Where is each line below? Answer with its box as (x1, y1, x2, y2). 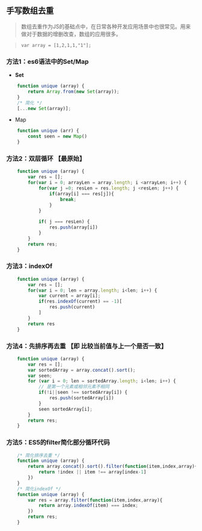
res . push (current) (49, 304, 96, 310)
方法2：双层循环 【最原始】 (6, 155, 86, 163)
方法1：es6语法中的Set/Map (6, 57, 89, 66)
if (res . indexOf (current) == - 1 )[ (38, 298, 122, 305)
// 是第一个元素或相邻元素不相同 (38, 384, 109, 390)
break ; (60, 196, 77, 203)
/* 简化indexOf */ (17, 486, 61, 492)
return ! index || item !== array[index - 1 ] (38, 469, 147, 475)
